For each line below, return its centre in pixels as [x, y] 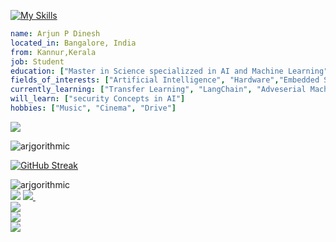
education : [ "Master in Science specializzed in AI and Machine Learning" [169, 71]
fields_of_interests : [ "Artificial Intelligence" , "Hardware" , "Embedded [165, 80]
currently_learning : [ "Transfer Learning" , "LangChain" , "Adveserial [158, 90]
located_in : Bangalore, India [73, 43]
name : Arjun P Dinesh [55, 34]
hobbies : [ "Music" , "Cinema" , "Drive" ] [93, 108]
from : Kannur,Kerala [53, 52]
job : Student [37, 61]
